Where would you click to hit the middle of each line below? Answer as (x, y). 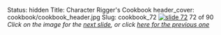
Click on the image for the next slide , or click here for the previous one (108, 24)
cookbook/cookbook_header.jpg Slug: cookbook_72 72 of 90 (110, 17)
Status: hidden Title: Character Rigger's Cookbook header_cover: (101, 10)
